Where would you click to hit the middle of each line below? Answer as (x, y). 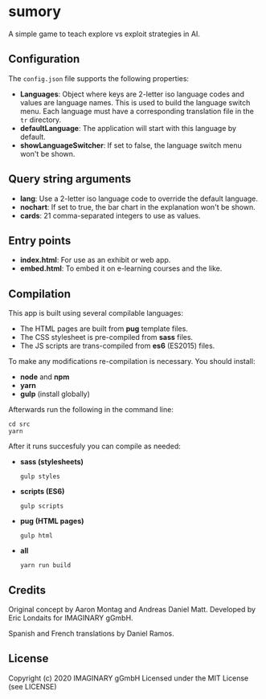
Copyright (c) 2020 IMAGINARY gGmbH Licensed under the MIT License (129, 678)
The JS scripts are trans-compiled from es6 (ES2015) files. (117, 346)
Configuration (44, 59)
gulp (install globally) (55, 394)
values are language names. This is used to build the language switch (135, 102)
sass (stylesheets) (52, 462)
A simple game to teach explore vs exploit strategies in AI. (104, 34)
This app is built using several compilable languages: (96, 313)
